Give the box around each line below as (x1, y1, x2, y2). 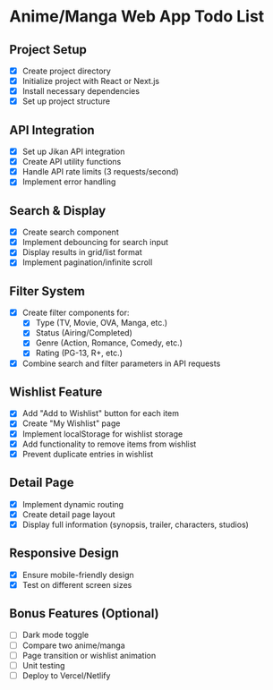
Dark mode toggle (21, 629, 90, 641)
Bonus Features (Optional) (9, 606, 159, 621)
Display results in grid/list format (21, 247, 142, 258)
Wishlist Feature (9, 384, 103, 399)
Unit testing (21, 660, 65, 670)
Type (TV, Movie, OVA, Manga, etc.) (35, 318, 168, 328)
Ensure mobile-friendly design (21, 569, 134, 580)
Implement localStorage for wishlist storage (21, 428, 183, 439)
